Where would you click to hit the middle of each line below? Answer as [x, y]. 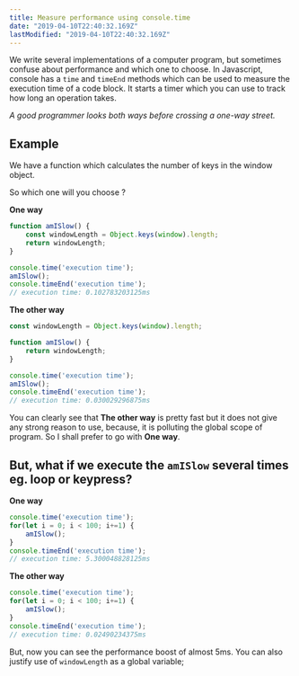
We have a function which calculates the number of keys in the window [141, 165]
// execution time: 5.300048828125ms [80, 559]
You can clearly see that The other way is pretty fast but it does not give [144, 418]
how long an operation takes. [63, 98]
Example [34, 143]
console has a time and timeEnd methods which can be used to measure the [149, 79]
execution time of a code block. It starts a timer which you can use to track [147, 89]
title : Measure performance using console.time [100, 18]
